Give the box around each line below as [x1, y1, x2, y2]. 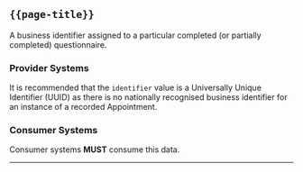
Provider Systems [9, 61, 89, 74]
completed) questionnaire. [9, 39, 107, 50]
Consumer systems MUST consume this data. [9, 144, 180, 155]
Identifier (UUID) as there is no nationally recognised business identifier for [9, 92, 288, 103]
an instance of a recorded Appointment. [9, 102, 158, 113]
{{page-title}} [9, 8, 95, 22]
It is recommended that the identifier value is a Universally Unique [9, 82, 262, 94]
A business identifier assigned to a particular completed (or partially [9, 30, 262, 41]
